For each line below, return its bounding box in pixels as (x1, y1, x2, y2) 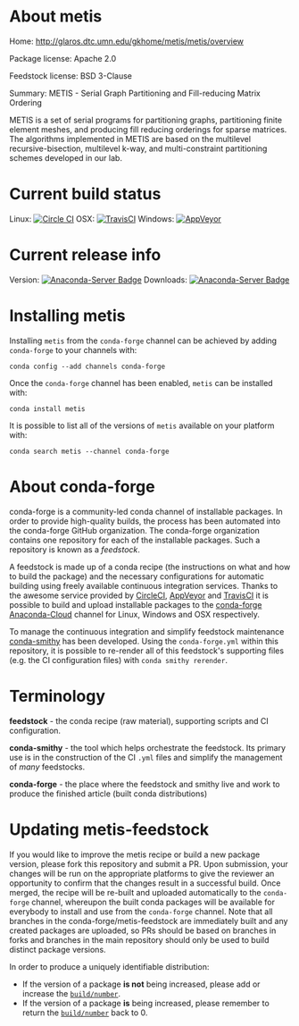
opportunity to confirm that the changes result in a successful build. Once (9, 878, 281, 888)
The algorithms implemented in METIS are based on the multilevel (9, 133, 252, 144)
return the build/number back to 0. (21, 1007, 148, 1018)
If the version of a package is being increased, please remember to (21, 997, 270, 1008)
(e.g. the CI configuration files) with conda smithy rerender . (9, 654, 228, 665)
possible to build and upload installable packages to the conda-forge (9, 599, 262, 610)
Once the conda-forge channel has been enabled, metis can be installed (9, 377, 274, 388)
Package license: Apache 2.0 (9, 53, 117, 63)
